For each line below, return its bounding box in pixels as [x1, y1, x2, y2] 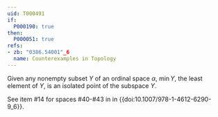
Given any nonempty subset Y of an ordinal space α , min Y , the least [7, 74, 203, 82]
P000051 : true [13, 36, 54, 43]
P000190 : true [13, 23, 54, 30]
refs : [7, 42, 23, 49]
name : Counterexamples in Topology [13, 55, 117, 62]
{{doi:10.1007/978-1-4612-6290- [119, 95, 212, 103]
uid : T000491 [7, 10, 45, 17]
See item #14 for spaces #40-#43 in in [7, 95, 118, 103]
